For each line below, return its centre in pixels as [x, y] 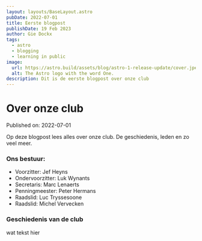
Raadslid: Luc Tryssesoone [48, 197]
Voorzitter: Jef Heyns [41, 172]
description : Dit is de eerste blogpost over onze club [78, 79]
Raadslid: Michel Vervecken [49, 204]
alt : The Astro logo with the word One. [63, 73]
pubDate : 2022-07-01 [32, 17]
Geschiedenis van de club [45, 219]
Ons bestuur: [26, 159]
